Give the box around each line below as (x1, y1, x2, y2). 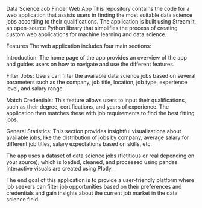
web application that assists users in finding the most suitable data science (6, 11, 193, 19)
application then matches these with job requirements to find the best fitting (6, 110, 195, 116)
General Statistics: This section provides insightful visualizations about (6, 128, 182, 134)
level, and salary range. (6, 85, 65, 92)
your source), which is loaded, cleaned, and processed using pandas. (6, 159, 180, 165)
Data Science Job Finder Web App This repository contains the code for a (6, 5, 190, 12)
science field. (6, 196, 40, 203)
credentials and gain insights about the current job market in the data (6, 189, 178, 197)
